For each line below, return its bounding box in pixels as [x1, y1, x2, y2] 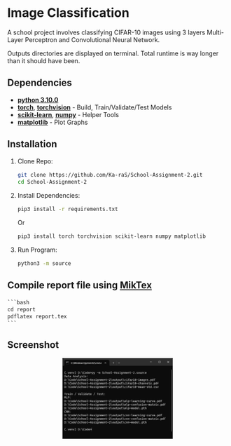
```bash [7, 299, 30, 306]
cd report [7, 306, 36, 313]
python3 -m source [17, 260, 71, 267]
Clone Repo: [17, 156, 54, 165]
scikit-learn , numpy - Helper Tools [17, 110, 119, 119]
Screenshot [7, 339, 59, 351]
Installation [7, 138, 57, 150]
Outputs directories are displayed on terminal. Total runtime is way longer [7, 49, 219, 58]
